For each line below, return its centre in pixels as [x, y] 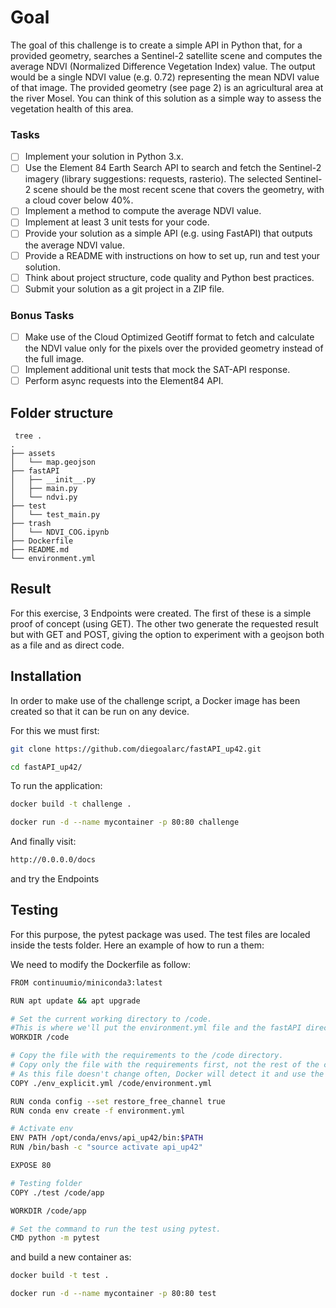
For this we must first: [55, 730]
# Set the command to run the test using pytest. [116, 1229]
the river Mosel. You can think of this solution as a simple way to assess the [166, 98]
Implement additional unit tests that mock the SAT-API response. [157, 370]
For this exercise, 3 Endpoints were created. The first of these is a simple [161, 613]
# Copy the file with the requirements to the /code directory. [147, 1056]
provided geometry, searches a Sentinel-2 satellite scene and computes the [166, 55]
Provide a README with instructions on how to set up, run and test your [172, 255]
